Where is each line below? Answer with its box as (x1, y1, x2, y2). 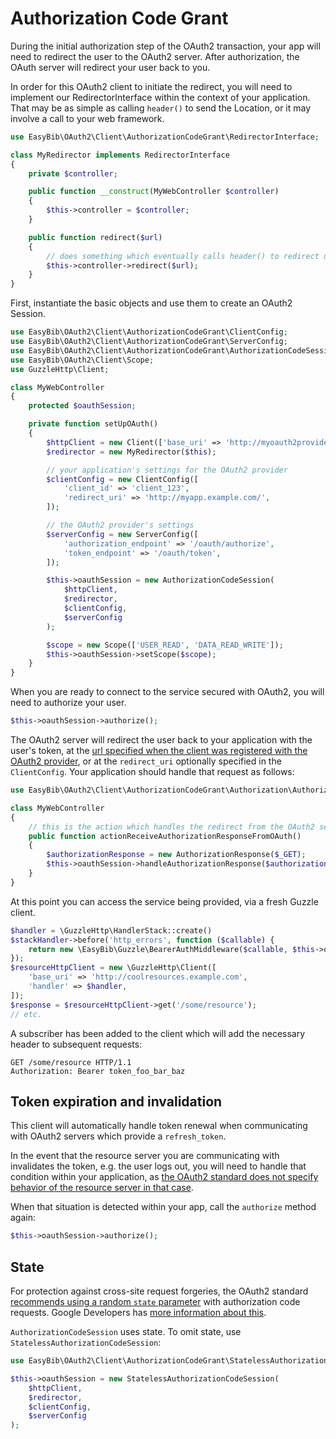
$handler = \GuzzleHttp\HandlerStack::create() (10, 925, 213, 936)
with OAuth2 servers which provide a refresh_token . (10, 1130, 227, 1142)
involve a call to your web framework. (10, 112, 165, 124)
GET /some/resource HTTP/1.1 (10, 1057, 132, 1067)
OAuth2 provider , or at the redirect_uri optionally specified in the (10, 755, 282, 767)
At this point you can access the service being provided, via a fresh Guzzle (10, 895, 319, 907)
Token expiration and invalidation (10, 1093, 223, 1110)
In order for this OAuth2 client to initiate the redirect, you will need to (10, 80, 293, 92)
